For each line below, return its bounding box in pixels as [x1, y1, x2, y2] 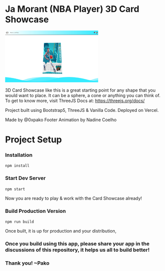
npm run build [5, 219, 34, 224]
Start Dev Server [5, 175, 46, 182]
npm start [5, 186, 26, 192]
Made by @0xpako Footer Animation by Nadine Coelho [5, 117, 117, 123]
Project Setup [5, 134, 63, 145]
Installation [5, 151, 33, 158]
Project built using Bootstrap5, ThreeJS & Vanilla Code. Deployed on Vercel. [5, 107, 159, 113]
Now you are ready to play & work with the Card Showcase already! [5, 195, 142, 201]
